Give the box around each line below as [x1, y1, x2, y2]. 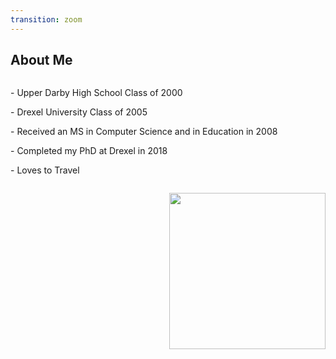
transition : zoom [10, 14, 83, 25]
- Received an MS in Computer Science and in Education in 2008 [10, 126, 278, 138]
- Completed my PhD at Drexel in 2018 [10, 145, 168, 157]
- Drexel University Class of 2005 [10, 106, 148, 118]
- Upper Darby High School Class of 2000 [10, 87, 183, 99]
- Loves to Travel [10, 164, 80, 176]
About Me [10, 52, 73, 69]
